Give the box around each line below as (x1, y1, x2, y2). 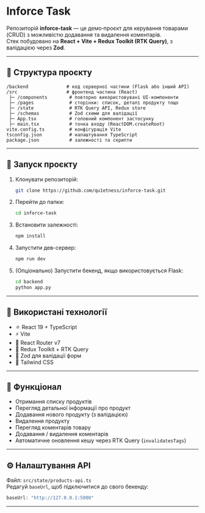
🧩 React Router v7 (15, 339, 61, 346)
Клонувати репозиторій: (15, 175, 78, 183)
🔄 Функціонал (6, 382, 62, 392)
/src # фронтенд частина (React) (6, 89, 138, 95)
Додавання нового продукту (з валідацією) (15, 411, 128, 418)
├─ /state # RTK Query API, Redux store (9, 105, 146, 111)
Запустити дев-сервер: (15, 244, 76, 252)
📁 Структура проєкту (6, 67, 93, 78)
